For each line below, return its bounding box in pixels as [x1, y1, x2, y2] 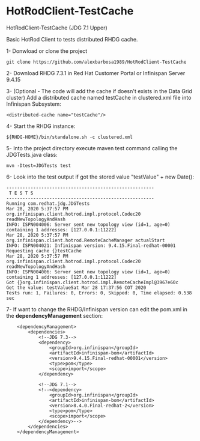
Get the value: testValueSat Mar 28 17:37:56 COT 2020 [6, 284, 147, 291]
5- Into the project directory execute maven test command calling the [6, 144, 178, 151]
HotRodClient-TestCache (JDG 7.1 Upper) [6, 24, 108, 31]
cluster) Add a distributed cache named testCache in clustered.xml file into [6, 94, 192, 101]
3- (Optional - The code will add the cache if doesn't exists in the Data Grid [6, 87, 192, 94]
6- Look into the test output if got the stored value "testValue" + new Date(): [6, 173, 194, 180]
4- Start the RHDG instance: [6, 122, 76, 130]
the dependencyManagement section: [6, 312, 103, 319]
